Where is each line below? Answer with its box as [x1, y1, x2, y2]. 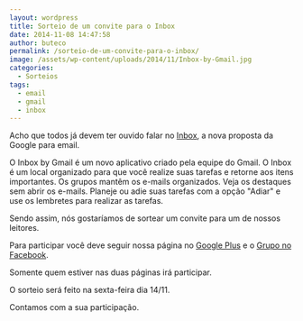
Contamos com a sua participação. [9, 302, 140, 313]
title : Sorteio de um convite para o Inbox [9, 22, 176, 31]
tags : [9, 80, 30, 89]
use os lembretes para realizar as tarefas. [9, 196, 164, 206]
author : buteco [9, 38, 67, 48]
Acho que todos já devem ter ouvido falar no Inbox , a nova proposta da [9, 130, 273, 141]
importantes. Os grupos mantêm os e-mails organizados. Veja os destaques [9, 177, 291, 188]
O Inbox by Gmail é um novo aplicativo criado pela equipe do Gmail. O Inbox [9, 157, 292, 168]
